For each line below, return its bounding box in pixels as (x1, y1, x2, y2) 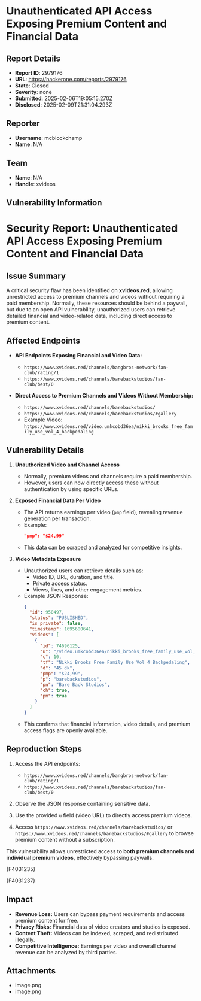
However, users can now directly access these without (23, 479, 159, 486)
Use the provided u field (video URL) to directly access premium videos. (14, 811, 193, 818)
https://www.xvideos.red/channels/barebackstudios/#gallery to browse (14, 829, 194, 836)
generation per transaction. (23, 515, 92, 522)
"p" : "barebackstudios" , (39, 676, 102, 682)
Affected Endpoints (6, 336, 81, 346)
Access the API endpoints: (14, 760, 81, 767)
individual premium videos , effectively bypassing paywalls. (6, 854, 154, 861)
